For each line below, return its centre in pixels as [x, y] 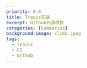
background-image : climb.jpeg [44, 34]
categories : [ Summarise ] [37, 28]
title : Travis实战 [28, 17]
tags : [13, 39]
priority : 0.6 [24, 12]
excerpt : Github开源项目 [35, 22]
